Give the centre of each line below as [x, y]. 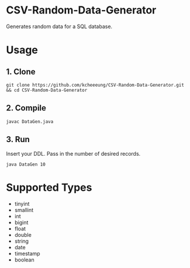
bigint [21, 222]
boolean [24, 260]
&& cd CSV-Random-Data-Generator [47, 90]
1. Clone [21, 72]
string [22, 241]
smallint [24, 210]
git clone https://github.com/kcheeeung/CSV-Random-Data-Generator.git [95, 85]
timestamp [27, 253]
